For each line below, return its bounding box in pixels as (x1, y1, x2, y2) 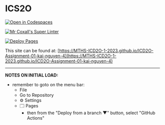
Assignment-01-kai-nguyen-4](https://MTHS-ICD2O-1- (5, 52, 117, 59)
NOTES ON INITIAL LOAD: (5, 72, 58, 78)
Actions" (27, 115, 45, 121)
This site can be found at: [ (5, 48, 59, 53)
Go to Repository (19, 92, 54, 98)
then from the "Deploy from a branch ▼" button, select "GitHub (27, 110, 156, 116)
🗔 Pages (19, 102, 38, 108)
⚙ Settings (19, 97, 42, 103)
